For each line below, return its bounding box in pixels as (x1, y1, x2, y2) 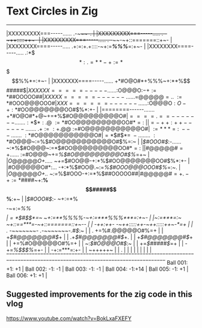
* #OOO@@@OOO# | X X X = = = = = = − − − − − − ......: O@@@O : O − (6, 99, 186, 107)
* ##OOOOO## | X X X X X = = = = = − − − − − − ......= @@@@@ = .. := (6, 93, 182, 100)
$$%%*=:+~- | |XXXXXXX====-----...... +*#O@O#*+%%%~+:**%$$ (11, 77, 191, 84)
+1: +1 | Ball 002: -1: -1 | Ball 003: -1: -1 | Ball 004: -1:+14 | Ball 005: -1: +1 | (6, 265, 189, 273)
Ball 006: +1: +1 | (6, 271, 47, 279)
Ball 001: (167, 259, 188, 266)
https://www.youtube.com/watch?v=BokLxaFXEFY (6, 315, 132, 322)
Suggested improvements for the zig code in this (6, 289, 192, 300)
